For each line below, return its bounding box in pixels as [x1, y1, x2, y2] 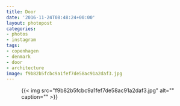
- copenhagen [6, 48, 39, 54]
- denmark [6, 54, 31, 60]
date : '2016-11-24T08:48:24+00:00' [6, 14, 96, 20]
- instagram [6, 37, 36, 43]
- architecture [6, 64, 45, 71]
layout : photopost [6, 20, 52, 26]
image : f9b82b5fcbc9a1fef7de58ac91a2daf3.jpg [6, 70, 122, 76]
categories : [6, 25, 36, 32]
